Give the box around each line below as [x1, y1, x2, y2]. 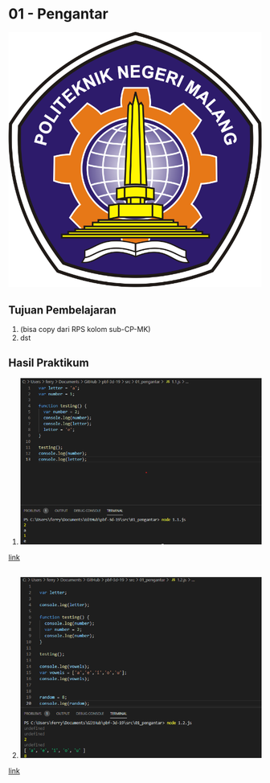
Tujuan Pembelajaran [8, 303, 117, 317]
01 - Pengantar [8, 5, 108, 23]
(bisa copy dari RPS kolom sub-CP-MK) [19, 324, 151, 334]
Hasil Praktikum [8, 356, 90, 370]
